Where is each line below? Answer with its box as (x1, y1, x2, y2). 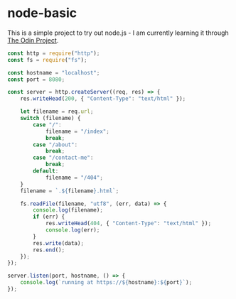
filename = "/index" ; (45, 128, 110, 135)
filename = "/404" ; (45, 174, 103, 181)
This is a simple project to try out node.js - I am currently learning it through (7, 28, 229, 37)
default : (33, 168, 59, 175)
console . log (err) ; (45, 227, 100, 234)
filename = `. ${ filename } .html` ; (20, 187, 119, 195)
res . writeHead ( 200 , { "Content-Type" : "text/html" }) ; (20, 95, 186, 102)
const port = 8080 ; (7, 76, 65, 83)
